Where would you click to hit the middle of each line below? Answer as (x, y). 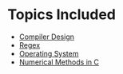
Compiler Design (47, 37)
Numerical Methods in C (59, 62)
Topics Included (62, 15)
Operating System (49, 53)
